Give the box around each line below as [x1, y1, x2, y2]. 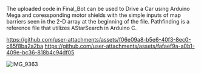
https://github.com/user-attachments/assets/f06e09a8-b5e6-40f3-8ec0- [6, 36, 191, 43]
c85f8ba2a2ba [6, 42, 44, 49]
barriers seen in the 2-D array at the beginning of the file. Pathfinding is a [6, 18, 190, 25]
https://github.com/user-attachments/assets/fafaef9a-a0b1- [44, 42, 196, 49]
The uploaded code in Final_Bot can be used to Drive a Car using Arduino [6, 5, 190, 12]
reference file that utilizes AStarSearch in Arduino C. [6, 24, 137, 31]
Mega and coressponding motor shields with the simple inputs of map [6, 11, 181, 19]
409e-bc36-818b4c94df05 [6, 49, 75, 56]
